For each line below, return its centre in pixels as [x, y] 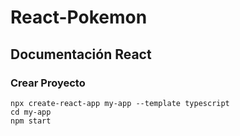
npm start [31, 121]
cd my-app [31, 112]
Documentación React [81, 54]
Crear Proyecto [48, 83]
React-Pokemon [79, 17]
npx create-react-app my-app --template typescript [120, 103]
